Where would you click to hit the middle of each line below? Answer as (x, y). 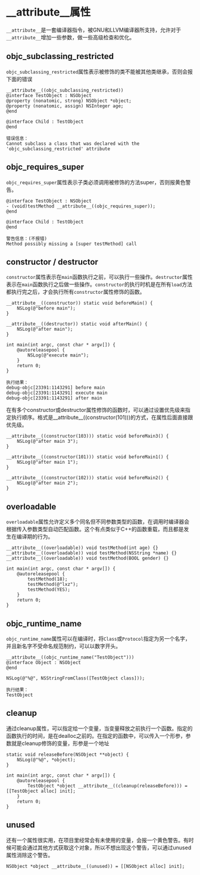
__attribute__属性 (49, 12)
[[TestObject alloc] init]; (41, 791)
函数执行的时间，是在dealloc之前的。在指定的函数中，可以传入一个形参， (96, 736)
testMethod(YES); (49, 590)
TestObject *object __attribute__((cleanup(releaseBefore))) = (107, 786)
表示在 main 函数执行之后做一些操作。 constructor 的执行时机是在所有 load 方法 (99, 284)
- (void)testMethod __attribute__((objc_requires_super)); (81, 206)
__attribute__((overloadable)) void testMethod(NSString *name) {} (92, 553)
